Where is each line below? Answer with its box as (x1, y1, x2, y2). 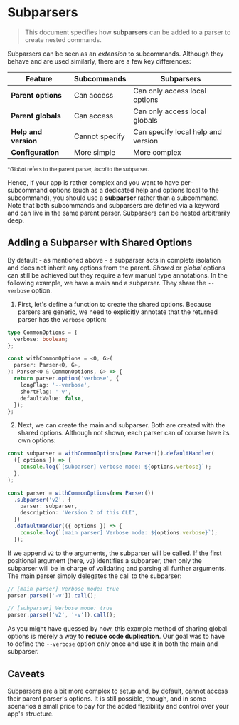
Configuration (11, 147, 60, 157)
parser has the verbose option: (17, 315, 107, 323)
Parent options (11, 90, 63, 100)
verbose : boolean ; (14, 335, 69, 343)
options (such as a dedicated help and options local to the (48, 186, 219, 194)
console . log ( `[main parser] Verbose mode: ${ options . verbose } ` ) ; (20, 529, 218, 536)
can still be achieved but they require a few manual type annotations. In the (7, 270, 228, 279)
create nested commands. (24, 35, 102, 44)
